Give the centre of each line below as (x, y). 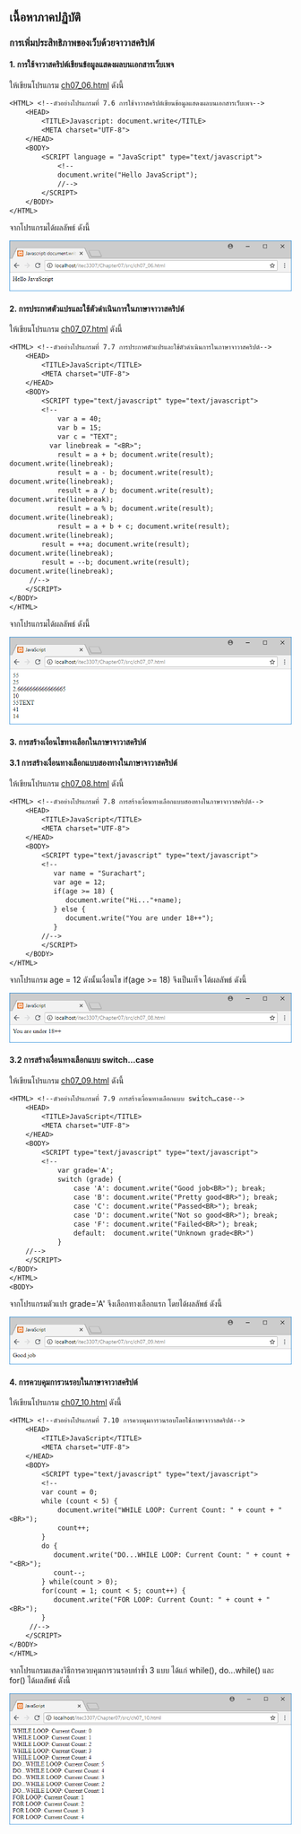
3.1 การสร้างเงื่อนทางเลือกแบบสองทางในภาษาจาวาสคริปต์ (93, 763)
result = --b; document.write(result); (116, 562)
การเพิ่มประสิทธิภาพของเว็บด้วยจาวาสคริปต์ (82, 43)
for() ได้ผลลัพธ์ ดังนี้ (40, 1681)
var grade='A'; (86, 1171)
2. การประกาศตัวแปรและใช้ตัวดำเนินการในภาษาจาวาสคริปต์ (97, 309)
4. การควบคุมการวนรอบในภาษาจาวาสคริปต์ (74, 1382)
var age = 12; (79, 882)
